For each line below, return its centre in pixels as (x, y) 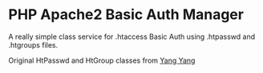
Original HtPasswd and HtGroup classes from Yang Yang (102, 60)
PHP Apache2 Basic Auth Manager (126, 15)
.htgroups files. (33, 44)
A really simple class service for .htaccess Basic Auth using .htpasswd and (131, 36)
